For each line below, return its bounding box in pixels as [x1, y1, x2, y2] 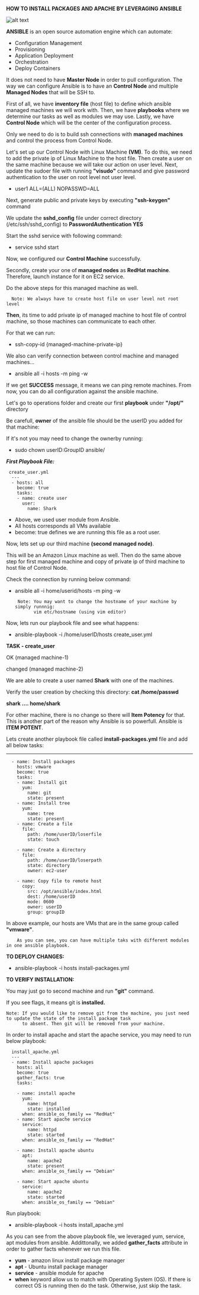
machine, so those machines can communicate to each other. [6, 318, 156, 325]
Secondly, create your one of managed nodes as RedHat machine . [6, 267, 171, 273]
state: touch [27, 837, 60, 843]
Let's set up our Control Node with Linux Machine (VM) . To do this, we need [6, 148, 192, 155]
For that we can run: [6, 329, 55, 336]
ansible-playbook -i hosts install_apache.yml [14, 1221, 124, 1228]
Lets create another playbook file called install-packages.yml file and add [6, 735, 188, 742]
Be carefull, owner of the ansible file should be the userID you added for [6, 417, 183, 424]
